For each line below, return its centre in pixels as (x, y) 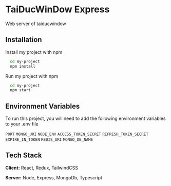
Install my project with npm (34, 52)
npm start (20, 90)
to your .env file (22, 124)
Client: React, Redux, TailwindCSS (42, 168)
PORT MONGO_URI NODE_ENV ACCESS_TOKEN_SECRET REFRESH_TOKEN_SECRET (77, 134)
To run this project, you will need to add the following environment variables (85, 118)
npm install (23, 66)
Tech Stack (24, 156)
